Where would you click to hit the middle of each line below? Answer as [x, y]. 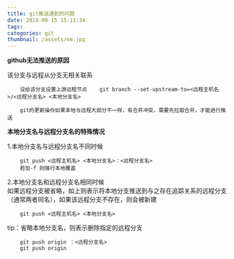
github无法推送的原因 [38, 61]
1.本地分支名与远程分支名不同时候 [55, 146]
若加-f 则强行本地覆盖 [48, 168]
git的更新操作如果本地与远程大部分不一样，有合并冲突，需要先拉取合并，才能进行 [120, 111]
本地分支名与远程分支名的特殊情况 [56, 132]
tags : [15, 26]
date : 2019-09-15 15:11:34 [46, 20]
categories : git [31, 33]
